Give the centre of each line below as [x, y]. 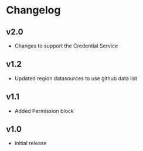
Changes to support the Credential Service [66, 46]
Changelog [33, 10]
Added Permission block [44, 111]
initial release [30, 143]
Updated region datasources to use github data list [76, 78]
